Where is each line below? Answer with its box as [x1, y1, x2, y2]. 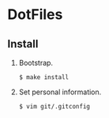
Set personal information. [18, 87, 102, 97]
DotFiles [7, 6, 63, 24]
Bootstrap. [18, 58, 53, 67]
